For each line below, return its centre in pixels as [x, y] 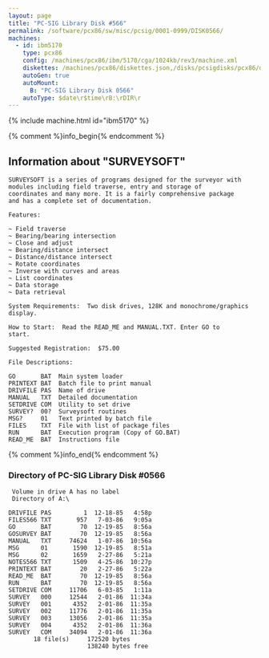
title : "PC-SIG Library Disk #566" [68, 23]
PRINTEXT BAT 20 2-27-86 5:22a [80, 569]
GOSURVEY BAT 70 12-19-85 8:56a [80, 534]
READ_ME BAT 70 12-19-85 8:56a [80, 576]
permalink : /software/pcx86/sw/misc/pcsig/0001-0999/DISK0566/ [116, 30]
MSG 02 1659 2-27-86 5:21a [80, 555]
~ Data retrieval [37, 292]
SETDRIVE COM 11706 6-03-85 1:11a [80, 591]
